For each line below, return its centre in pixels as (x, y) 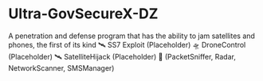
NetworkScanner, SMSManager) (61, 67)
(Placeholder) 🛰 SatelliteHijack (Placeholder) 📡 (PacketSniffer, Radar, (122, 56)
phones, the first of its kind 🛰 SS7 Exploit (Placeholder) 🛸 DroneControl (127, 44)
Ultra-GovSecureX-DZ (83, 14)
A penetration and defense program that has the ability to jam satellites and (131, 36)
